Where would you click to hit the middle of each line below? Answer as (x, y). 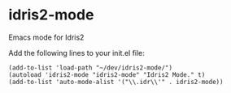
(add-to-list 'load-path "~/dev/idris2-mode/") (91, 68)
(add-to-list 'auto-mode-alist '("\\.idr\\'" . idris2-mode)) (116, 82)
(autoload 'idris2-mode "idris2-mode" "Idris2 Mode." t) (107, 74)
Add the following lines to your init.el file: (76, 53)
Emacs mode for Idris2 (46, 37)
